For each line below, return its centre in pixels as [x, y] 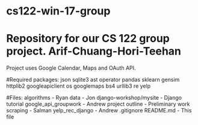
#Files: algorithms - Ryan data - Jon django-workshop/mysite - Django [94, 98]
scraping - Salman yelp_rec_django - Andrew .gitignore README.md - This [99, 111]
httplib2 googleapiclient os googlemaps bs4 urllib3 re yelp [79, 86]
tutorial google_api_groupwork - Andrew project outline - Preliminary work [98, 104]
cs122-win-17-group [58, 11]
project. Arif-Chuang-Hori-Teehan [94, 51]
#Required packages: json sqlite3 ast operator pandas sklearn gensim [93, 80]
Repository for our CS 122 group [88, 39]
